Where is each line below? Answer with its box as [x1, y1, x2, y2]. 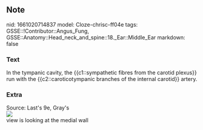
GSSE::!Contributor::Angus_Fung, [6, 27, 90, 34]
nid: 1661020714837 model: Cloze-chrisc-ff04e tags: [6, 21, 138, 28]
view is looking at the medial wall [6, 117, 89, 124]
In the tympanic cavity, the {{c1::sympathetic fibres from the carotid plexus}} [6, 69, 197, 76]
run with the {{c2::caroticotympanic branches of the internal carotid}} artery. [6, 76, 198, 83]
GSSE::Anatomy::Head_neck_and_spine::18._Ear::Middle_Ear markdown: [6, 33, 186, 41]
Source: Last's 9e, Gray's [6, 104, 70, 111]
